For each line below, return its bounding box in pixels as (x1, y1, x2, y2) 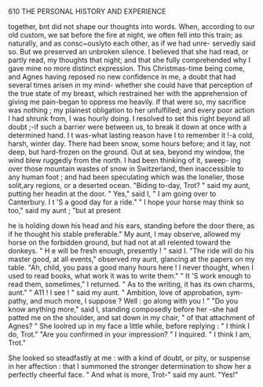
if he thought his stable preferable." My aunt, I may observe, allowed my (8, 230, 241, 238)
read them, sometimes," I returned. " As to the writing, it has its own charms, (8, 279, 255, 289)
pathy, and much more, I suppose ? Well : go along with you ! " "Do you (8, 297, 238, 305)
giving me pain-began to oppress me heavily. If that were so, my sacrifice (8, 98, 247, 106)
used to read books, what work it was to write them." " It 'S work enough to (8, 271, 251, 280)
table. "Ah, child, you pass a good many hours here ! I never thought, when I (8, 263, 254, 272)
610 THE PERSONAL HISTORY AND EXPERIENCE (8, 7, 166, 16)
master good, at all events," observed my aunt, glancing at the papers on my (8, 255, 255, 264)
